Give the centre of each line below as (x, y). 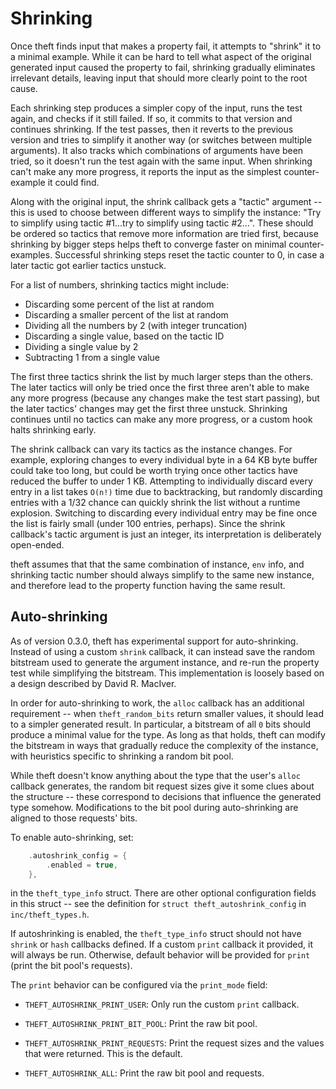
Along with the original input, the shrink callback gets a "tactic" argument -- (166, 201)
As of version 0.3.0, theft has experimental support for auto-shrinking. (154, 641)
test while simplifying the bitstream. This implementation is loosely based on (167, 673)
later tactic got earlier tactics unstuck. (88, 265)
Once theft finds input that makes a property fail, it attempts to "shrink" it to (166, 46)
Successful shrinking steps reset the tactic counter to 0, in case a (189, 254)
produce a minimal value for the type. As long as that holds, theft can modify (168, 734)
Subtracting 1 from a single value (92, 357)
